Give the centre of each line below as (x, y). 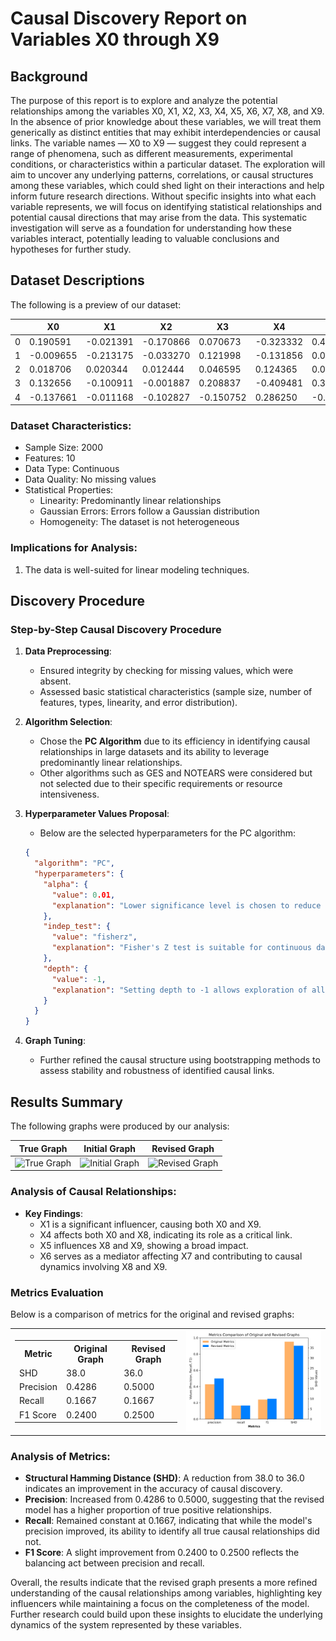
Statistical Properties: (69, 490)
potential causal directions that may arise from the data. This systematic (159, 217)
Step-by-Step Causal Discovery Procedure (116, 629)
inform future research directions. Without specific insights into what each (163, 196)
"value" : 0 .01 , (83, 895)
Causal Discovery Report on (129, 18)
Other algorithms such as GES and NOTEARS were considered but (176, 773)
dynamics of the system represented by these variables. (126, 1625)
